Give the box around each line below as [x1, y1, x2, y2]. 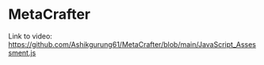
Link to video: [8, 31, 53, 41]
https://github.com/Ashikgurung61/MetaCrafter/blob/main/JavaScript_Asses [8, 39, 256, 49]
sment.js [8, 48, 36, 57]
